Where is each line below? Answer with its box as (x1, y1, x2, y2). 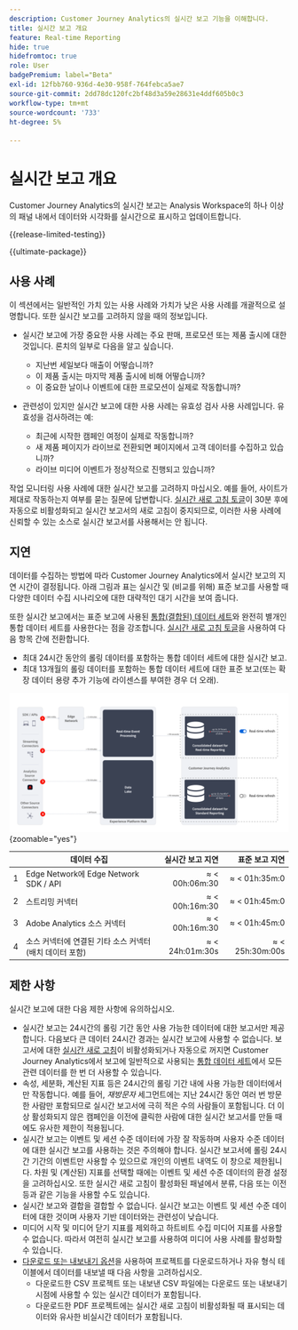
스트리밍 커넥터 (26, 896, 78, 907)
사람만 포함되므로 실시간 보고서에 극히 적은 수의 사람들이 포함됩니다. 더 (31, 1100, 276, 1110)
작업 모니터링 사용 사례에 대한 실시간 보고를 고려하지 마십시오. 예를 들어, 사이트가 (9, 483, 288, 493)
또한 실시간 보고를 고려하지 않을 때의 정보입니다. (42, 310, 208, 321)
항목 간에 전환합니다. (18, 633, 90, 644)
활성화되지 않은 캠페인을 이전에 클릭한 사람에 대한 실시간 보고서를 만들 (31, 1111, 273, 1122)
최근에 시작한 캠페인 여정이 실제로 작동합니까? (35, 430, 194, 441)
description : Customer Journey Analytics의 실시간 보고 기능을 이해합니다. (9, 14, 270, 23)
